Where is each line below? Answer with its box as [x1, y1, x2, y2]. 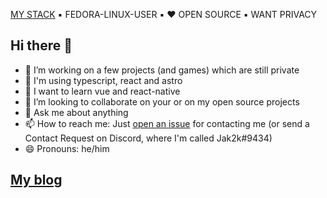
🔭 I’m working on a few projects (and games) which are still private [24, 64, 300, 76]
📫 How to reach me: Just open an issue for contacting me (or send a [24, 117, 310, 129]
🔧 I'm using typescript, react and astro [24, 74, 183, 86]
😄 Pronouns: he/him [24, 142, 110, 154]
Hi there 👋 [10, 37, 73, 54]
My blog [10, 172, 63, 189]
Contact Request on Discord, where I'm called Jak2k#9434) [24, 132, 273, 144]
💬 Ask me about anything [24, 106, 129, 118]
